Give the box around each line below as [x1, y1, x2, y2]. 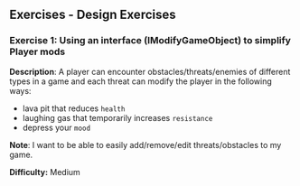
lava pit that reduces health [22, 103, 126, 114]
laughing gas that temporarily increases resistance [22, 112, 213, 123]
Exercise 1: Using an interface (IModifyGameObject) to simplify [9, 34, 292, 47]
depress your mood [22, 122, 91, 133]
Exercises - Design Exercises [9, 7, 176, 23]
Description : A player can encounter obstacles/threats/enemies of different [9, 66, 291, 77]
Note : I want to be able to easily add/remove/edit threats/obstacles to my [9, 139, 282, 150]
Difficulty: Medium [9, 166, 81, 177]
